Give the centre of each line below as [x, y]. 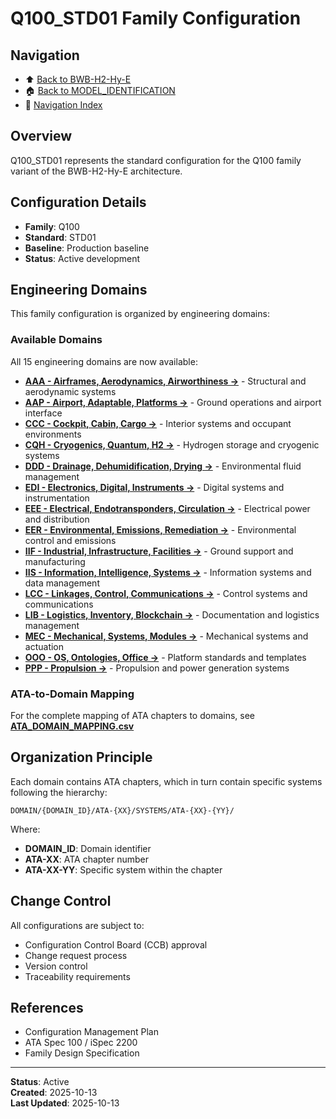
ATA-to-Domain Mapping [72, 694]
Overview [41, 136]
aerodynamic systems [70, 391]
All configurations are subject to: [77, 925]
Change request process [76, 955]
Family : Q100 [52, 226]
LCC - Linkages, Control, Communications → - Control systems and [166, 593]
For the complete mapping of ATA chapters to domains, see [132, 716]
